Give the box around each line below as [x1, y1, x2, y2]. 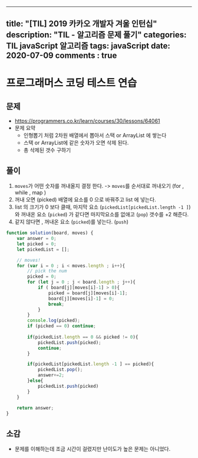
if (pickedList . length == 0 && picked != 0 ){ [27, 334, 138, 340]
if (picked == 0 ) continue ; [27, 323, 96, 329]
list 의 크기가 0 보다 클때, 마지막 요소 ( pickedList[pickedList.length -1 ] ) [14, 203, 191, 210]
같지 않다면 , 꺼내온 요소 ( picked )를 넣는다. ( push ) [14, 218, 128, 225]
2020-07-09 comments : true [6, 51, 117, 61]
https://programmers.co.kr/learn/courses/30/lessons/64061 [14, 118, 160, 125]
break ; [48, 301, 65, 307]
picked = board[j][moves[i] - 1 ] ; [48, 290, 128, 296]
